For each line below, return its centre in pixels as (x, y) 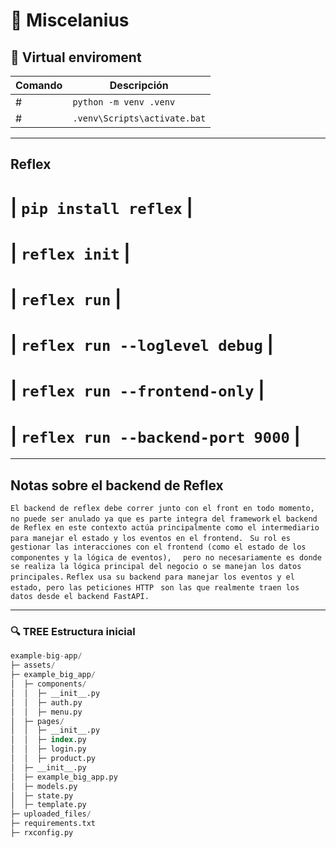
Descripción (139, 85)
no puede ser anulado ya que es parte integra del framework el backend (164, 519)
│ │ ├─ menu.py (46, 712)
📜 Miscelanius (70, 20)
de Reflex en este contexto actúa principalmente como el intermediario (165, 528)
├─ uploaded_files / (51, 814)
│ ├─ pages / (37, 721)
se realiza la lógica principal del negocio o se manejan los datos (156, 567)
